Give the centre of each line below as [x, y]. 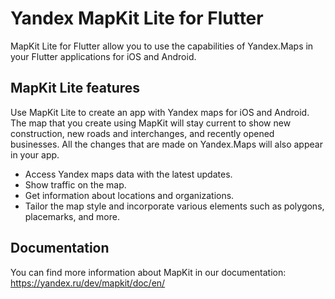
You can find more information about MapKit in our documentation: [148, 272]
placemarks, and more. [72, 216]
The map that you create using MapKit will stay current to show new [151, 123]
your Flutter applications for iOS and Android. [103, 56]
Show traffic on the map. [75, 184]
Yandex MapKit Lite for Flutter [137, 18]
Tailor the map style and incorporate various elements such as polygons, [174, 206]
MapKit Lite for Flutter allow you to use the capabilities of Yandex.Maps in [162, 46]
